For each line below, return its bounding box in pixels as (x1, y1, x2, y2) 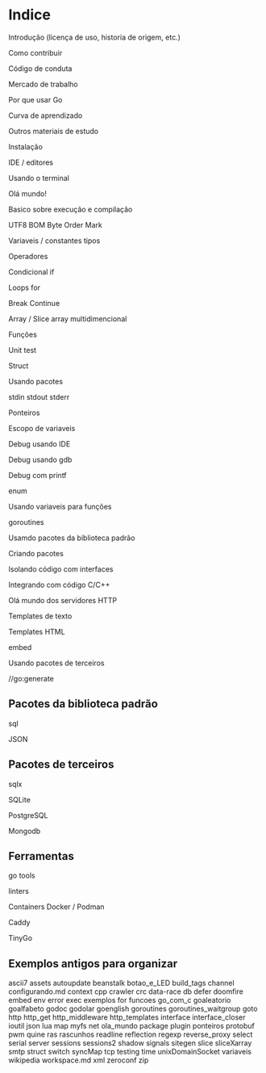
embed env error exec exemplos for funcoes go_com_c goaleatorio (8, 995, 231, 1005)
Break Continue (8, 298, 60, 308)
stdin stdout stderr (8, 392, 70, 401)
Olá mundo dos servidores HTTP (8, 595, 118, 605)
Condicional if (8, 266, 55, 276)
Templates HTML (8, 627, 66, 636)
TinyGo (8, 933, 33, 943)
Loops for (8, 283, 41, 292)
